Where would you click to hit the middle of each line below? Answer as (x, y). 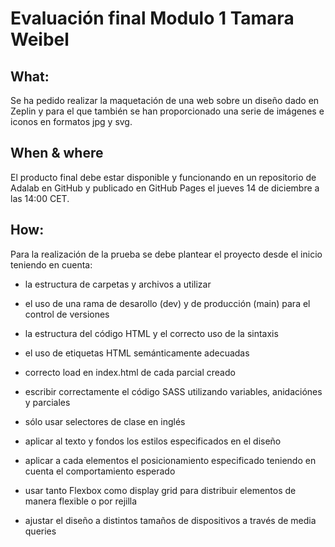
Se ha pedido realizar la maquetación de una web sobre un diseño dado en (165, 100)
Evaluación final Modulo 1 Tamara (152, 18)
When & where (57, 153)
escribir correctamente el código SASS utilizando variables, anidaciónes (173, 391)
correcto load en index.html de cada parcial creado (130, 372)
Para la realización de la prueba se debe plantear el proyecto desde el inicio (166, 254)
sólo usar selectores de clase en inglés (105, 421)
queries (40, 531)
